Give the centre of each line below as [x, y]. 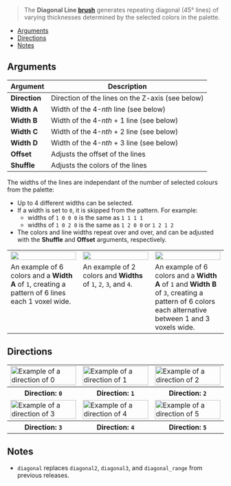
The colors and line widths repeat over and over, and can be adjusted [115, 232]
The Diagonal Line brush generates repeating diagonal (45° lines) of [121, 10]
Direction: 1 [115, 393]
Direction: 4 [115, 427]
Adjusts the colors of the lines [99, 165]
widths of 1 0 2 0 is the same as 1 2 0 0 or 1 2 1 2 [100, 225]
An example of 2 [109, 267]
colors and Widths [113, 275]
